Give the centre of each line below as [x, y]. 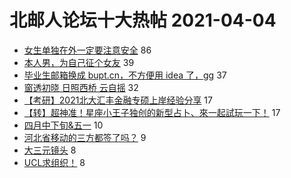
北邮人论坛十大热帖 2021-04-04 [143, 20]
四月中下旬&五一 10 [63, 125]
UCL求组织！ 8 [54, 162]
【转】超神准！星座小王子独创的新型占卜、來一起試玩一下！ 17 [152, 112]
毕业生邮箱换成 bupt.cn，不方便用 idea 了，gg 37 [125, 75]
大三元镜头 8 [50, 150]
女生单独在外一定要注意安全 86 [87, 50]
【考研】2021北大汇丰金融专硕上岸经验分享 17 [118, 100]
